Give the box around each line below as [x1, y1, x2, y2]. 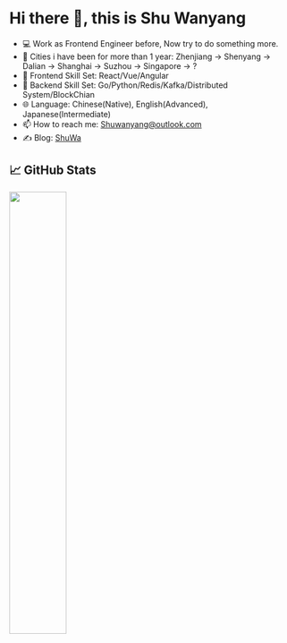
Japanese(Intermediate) [21, 108, 112, 119]
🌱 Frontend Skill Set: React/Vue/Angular [21, 70, 170, 81]
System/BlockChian [21, 89, 96, 99]
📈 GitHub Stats [9, 163, 97, 178]
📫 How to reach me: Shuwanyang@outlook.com [21, 118, 203, 129]
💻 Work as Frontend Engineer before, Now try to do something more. [21, 38, 279, 48]
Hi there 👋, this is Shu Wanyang [9, 8, 247, 29]
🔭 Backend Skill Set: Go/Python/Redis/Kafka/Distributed [21, 80, 228, 90]
